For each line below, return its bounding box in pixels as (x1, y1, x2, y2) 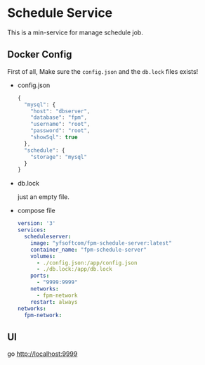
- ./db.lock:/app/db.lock (36, 266, 112, 273)
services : (17, 226, 47, 233)
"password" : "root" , (30, 127, 91, 134)
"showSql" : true (30, 134, 78, 141)
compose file (17, 206, 56, 215)
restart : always (30, 298, 78, 305)
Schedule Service (7, 5, 113, 21)
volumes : (30, 252, 56, 260)
